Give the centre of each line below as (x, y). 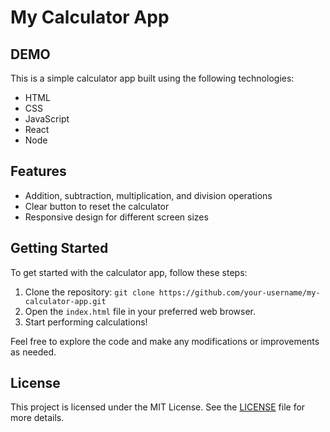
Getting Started (59, 248)
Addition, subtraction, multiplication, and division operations (148, 195)
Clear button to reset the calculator (97, 206)
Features (38, 171)
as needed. (33, 352)
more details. (37, 418)
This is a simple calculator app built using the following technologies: (152, 78)
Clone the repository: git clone (89, 292)
